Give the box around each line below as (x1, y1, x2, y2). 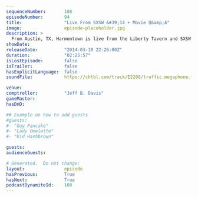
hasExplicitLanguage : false (6, 69, 78, 75)
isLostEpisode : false (6, 58, 78, 64)
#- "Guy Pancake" (6, 123, 49, 129)
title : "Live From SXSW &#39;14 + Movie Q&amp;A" (6, 19, 170, 25)
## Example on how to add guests (6, 112, 88, 118)
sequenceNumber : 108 (6, 8, 72, 15)
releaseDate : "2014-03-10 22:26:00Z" (6, 47, 123, 53)
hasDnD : (6, 101, 25, 107)
